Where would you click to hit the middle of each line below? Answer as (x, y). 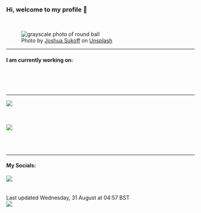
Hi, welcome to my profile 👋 (47, 10)
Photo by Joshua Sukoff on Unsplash (67, 41)
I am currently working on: (40, 60)
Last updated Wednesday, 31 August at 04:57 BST (68, 197)
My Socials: (21, 166)
